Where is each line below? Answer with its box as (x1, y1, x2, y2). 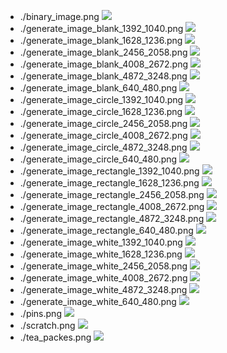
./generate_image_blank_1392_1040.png (19, 23, 184, 34)
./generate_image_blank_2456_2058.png (19, 46, 188, 58)
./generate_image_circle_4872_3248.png (19, 141, 188, 153)
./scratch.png (19, 320, 76, 331)
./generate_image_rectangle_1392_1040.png (19, 165, 200, 177)
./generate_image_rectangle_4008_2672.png (19, 201, 205, 212)
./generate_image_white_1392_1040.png (19, 236, 183, 248)
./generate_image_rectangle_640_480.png (19, 225, 194, 236)
